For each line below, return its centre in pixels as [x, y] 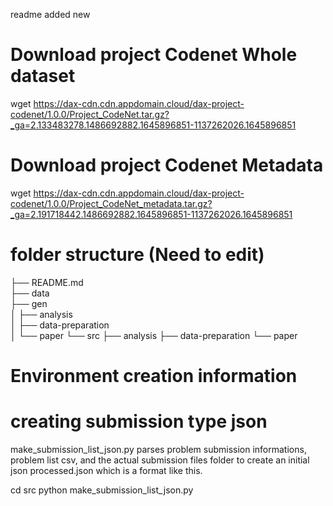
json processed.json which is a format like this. [106, 470]
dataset [43, 76]
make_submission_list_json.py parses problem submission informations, [158, 449]
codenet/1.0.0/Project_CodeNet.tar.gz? [90, 114]
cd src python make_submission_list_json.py [102, 490]
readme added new [50, 14]
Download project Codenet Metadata [167, 165]
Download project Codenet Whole [154, 55]
